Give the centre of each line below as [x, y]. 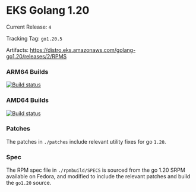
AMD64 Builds [28, 100]
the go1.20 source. [29, 183]
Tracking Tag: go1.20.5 [34, 38]
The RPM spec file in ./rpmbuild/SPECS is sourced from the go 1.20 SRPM [96, 170]
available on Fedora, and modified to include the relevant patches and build [98, 176]
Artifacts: [17, 50]
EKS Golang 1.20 [48, 10]
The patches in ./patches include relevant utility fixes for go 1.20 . [86, 141]
